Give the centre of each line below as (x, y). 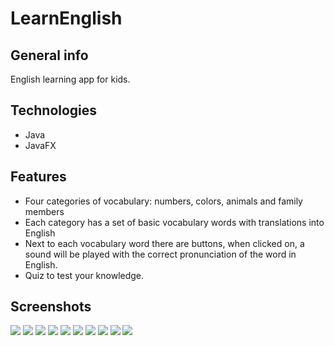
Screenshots (51, 307)
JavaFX (40, 145)
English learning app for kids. (70, 79)
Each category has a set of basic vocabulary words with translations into (174, 222)
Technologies (54, 110)
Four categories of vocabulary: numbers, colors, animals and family (163, 201)
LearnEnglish (66, 18)
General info (49, 55)
